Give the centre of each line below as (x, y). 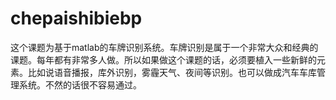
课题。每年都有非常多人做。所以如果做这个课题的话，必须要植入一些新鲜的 (163, 59)
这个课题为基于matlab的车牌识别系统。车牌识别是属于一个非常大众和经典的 (164, 47)
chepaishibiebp (76, 18)
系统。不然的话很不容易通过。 (80, 84)
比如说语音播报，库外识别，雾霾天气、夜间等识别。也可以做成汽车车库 (172, 72)
